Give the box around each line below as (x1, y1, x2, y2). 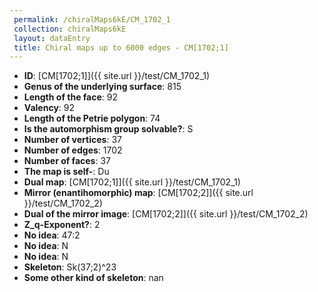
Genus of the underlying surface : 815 (23, 81, 182, 93)
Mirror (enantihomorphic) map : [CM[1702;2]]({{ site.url (23, 187, 254, 199)
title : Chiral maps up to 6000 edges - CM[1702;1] (13, 42, 229, 53)
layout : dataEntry (13, 33, 91, 43)
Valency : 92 (23, 102, 76, 114)
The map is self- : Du (23, 166, 110, 178)
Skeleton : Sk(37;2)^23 (23, 261, 117, 273)
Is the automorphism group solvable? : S (23, 123, 194, 135)
